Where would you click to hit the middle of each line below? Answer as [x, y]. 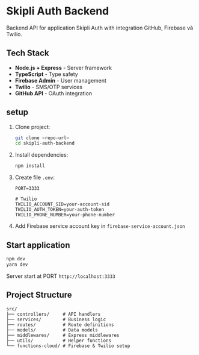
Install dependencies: [41, 155]
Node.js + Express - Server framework [63, 68]
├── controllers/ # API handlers [54, 314]
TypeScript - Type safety [46, 74]
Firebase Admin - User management [61, 80]
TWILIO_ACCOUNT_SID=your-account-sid [62, 204]
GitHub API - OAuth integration [53, 93]
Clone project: [32, 127]
